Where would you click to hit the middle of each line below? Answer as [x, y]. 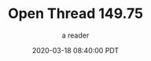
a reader [75, 35]
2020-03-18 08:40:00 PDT [75, 50]
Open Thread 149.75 [75, 14]
